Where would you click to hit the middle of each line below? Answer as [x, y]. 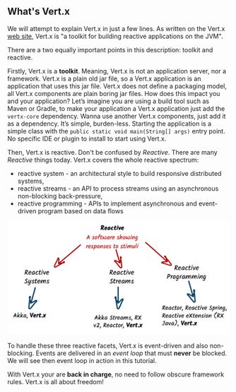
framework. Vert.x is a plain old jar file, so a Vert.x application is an [104, 78]
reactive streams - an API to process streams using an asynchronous [118, 188]
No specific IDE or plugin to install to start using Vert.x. [87, 138]
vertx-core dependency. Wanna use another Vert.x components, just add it [117, 116]
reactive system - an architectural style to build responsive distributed [119, 173]
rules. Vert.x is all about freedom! [55, 381]
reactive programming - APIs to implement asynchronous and [107, 203]
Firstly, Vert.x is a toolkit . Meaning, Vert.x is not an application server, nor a [117, 71]
